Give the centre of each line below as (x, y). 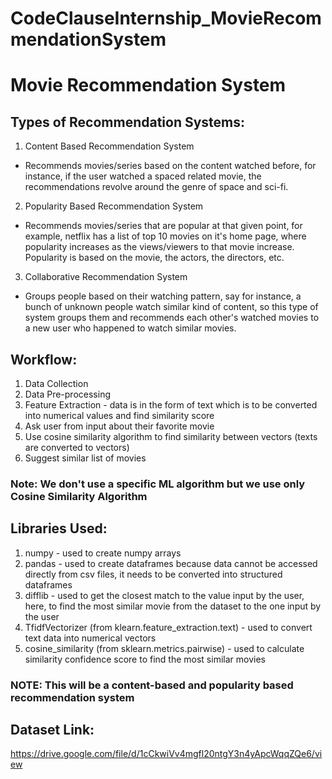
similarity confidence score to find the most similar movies (145, 659)
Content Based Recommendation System (109, 146)
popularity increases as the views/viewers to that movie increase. (159, 247)
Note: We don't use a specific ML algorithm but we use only (158, 484)
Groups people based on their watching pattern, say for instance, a (163, 296)
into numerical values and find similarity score (119, 415)
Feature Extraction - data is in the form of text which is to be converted (171, 405)
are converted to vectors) (77, 447)
